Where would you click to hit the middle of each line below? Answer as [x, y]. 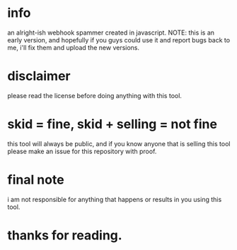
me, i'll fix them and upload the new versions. [74, 47]
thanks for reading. [65, 235]
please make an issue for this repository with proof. [82, 151]
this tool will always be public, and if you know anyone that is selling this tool [119, 143]
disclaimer [39, 76]
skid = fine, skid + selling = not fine [112, 124]
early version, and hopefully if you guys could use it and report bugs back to [119, 40]
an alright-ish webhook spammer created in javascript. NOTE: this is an [111, 32]
